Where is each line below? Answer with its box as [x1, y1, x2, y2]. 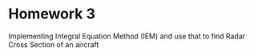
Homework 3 [8, 5, 96, 23]
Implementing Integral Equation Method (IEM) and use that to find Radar [8, 31, 246, 41]
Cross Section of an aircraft [8, 39, 99, 49]
